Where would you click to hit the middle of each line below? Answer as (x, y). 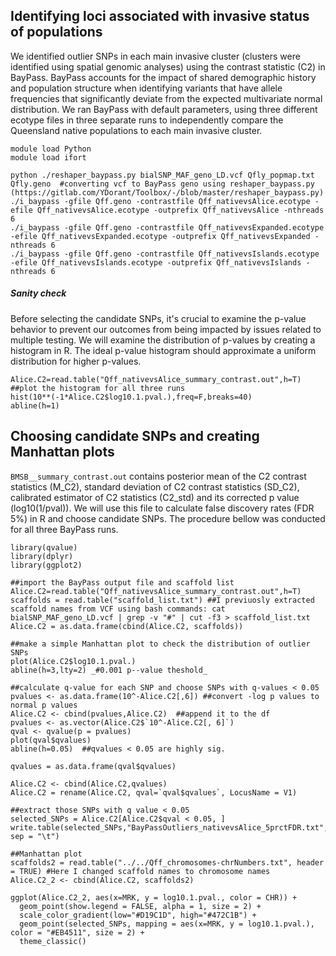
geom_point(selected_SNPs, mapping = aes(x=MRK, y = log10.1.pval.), (167, 924)
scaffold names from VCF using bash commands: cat (118, 609)
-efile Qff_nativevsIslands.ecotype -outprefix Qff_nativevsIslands (156, 262)
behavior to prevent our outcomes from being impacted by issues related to (166, 329)
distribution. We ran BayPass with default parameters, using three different (164, 109)
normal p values (44, 705)
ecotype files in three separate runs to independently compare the (147, 120)
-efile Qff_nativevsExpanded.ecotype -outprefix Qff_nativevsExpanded (160, 236)
